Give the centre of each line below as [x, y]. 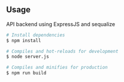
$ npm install [24, 40]
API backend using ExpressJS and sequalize [61, 24]
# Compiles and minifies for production [57, 68]
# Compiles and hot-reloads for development [62, 51]
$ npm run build [26, 73]
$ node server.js [28, 57]
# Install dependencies [36, 35]
